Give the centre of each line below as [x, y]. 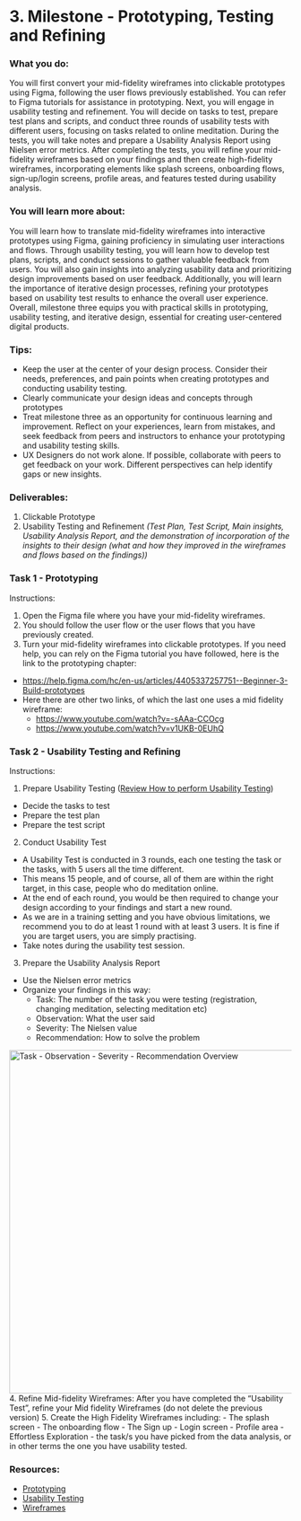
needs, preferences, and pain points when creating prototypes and [146, 379]
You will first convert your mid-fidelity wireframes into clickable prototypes [147, 84]
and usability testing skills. [71, 445]
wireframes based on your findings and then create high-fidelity [155, 160]
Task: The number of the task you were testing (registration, [146, 999]
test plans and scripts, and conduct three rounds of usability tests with [139, 121]
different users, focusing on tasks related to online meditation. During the [144, 131]
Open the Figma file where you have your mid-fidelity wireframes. [144, 615]
